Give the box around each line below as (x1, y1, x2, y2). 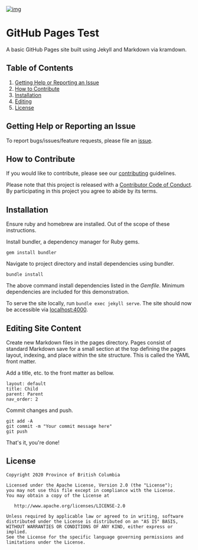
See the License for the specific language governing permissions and (6, 534, 184, 540)
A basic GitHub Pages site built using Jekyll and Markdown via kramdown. (6, 46, 187, 53)
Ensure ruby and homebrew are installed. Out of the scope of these (6, 220, 170, 228)
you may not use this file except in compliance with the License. (6, 487, 176, 493)
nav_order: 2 (6, 396, 38, 402)
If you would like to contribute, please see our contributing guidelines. (6, 170, 176, 177)
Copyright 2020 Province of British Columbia (6, 472, 120, 478)
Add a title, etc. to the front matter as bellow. (6, 369, 115, 376)
